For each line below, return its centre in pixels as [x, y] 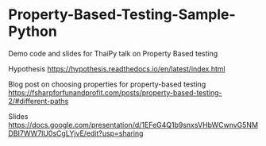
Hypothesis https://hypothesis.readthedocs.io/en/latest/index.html [117, 68]
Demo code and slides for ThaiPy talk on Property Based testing [113, 53]
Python [33, 31]
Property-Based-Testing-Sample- [122, 15]
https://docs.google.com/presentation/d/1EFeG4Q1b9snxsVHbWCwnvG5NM [133, 125]
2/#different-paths [39, 101]
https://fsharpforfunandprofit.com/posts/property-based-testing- [115, 92]
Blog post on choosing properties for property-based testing [107, 84]
